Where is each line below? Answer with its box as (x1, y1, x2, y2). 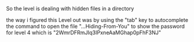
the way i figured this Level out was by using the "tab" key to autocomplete (6, 17, 189, 23)
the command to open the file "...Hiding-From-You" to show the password (6, 23, 185, 30)
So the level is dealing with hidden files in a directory (6, 5, 134, 12)
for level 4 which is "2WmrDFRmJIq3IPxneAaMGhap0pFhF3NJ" (6, 29, 162, 36)
